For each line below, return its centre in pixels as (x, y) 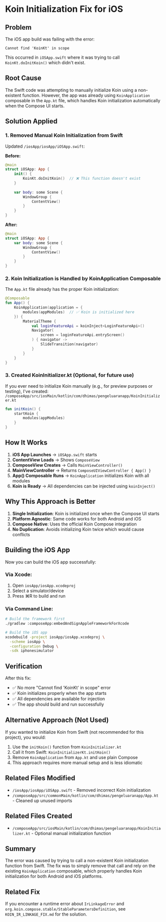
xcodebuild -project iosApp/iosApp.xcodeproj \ (55, 637)
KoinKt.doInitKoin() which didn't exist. (45, 62)
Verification (24, 666)
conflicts (21, 534)
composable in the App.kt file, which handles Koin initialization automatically (83, 100)
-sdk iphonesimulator (32, 651)
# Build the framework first (35, 619)
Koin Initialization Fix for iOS (64, 9)
